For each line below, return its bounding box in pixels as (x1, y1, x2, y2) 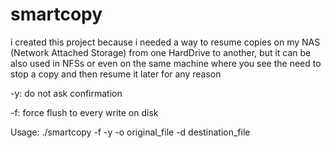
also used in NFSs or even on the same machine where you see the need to (10, 57, 322, 69)
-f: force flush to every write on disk (10, 106, 159, 118)
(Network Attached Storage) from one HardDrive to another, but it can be (10, 46, 312, 58)
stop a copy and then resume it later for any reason (10, 68, 222, 80)
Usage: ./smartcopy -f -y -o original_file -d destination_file (10, 126, 251, 138)
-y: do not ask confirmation (10, 87, 123, 99)
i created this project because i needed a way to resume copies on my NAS (10, 36, 321, 48)
